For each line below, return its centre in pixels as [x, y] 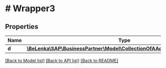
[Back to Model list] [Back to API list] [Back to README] [62, 61]
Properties [22, 27]
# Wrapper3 [30, 9]
